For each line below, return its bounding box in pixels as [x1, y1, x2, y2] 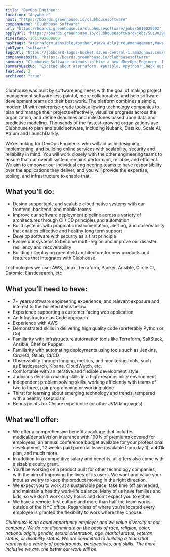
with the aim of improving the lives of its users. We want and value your [12, 472, 162, 478]
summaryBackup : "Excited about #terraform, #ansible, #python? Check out [5, 64, 164, 69]
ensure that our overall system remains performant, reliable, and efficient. [5, 156, 159, 162]
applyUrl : [5, 31, 26, 36]
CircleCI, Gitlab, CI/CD [12, 352, 59, 358]
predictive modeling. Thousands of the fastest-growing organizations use [5, 120, 158, 126]
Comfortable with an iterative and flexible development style [12, 368, 139, 374]
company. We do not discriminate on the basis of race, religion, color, [5, 525, 151, 531]
